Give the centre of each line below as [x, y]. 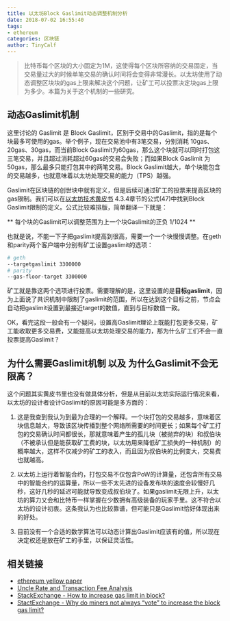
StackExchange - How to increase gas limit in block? [91, 595]
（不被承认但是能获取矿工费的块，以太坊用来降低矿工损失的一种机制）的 [119, 443]
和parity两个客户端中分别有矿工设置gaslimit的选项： [80, 244]
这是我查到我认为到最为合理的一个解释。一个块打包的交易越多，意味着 [116, 417]
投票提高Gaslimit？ [34, 340]
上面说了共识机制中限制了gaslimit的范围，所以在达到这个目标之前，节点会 [117, 299]
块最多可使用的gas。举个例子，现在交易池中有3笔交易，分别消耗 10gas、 [110, 141]
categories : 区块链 [33, 39]
